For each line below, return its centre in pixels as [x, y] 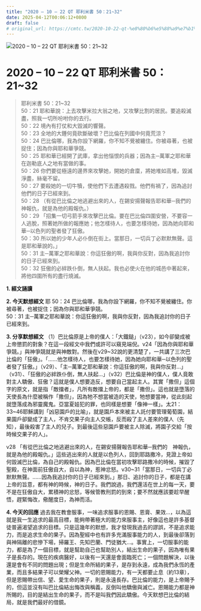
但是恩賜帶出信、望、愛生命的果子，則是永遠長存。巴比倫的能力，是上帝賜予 [100, 580]
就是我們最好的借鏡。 [43, 602]
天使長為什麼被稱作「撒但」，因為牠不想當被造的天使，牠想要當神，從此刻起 [99, 397]
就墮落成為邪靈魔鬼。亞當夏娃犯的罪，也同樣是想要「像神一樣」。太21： [94, 404]
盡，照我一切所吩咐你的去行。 [57, 118]
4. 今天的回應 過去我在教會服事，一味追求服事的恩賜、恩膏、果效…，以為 [96, 512]
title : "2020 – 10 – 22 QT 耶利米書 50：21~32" [64, 12]
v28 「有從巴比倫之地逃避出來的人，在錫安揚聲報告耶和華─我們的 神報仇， [100, 447]
